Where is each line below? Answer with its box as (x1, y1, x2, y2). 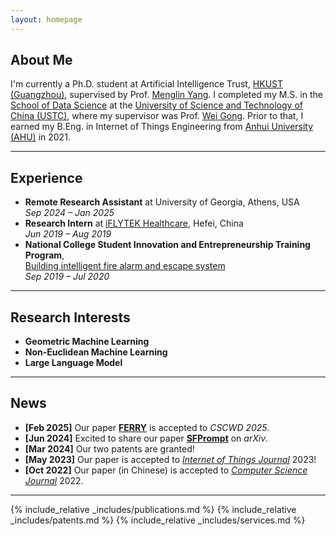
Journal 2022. (24, 474, 84, 486)
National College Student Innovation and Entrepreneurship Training (24, 239, 311, 251)
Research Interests (10, 309, 131, 326)
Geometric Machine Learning (24, 336, 150, 348)
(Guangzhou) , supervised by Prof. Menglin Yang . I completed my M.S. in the (10, 89, 323, 101)
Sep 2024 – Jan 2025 (24, 207, 115, 219)
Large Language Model (24, 357, 123, 369)
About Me (10, 52, 73, 69)
